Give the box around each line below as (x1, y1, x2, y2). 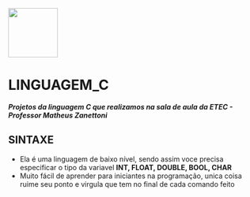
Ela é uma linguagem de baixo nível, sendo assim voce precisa (19, 154, 224, 164)
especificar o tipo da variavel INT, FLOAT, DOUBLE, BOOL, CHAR (19, 162, 232, 172)
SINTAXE (8, 133, 54, 147)
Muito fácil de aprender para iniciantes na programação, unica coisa (19, 171, 243, 180)
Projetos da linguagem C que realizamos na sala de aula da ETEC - (8, 102, 233, 111)
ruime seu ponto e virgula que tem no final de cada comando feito (19, 179, 235, 188)
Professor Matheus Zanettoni (8, 110, 108, 120)
